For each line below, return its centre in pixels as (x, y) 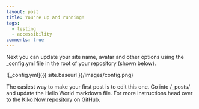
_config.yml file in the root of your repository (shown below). (81, 63)
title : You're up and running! (45, 17)
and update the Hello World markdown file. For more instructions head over (99, 93)
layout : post (23, 12)
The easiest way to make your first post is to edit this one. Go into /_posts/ (98, 87)
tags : (13, 23)
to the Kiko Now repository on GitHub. (53, 99)
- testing (24, 29)
